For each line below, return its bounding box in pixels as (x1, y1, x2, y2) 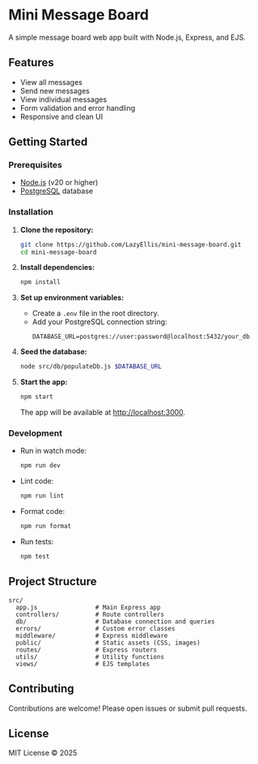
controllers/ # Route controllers (15, 610, 164, 618)
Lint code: (19, 476, 54, 486)
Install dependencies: (19, 263, 95, 272)
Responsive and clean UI (19, 112, 104, 121)
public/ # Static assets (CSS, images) (15, 639, 201, 647)
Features (8, 56, 54, 70)
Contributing (8, 682, 74, 696)
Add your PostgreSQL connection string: (32, 317, 167, 327)
